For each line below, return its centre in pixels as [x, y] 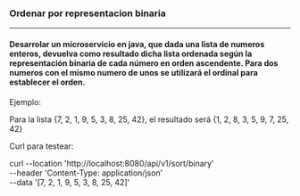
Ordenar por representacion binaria [88, 13]
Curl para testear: [42, 146]
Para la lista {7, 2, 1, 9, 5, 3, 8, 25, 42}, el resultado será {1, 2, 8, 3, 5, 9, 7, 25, [149, 119]
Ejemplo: [25, 102]
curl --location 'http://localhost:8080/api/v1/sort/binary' [112, 163]
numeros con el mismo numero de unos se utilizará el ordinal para [134, 72]
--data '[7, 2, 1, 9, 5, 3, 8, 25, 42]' [70, 182]
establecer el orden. [48, 82]
